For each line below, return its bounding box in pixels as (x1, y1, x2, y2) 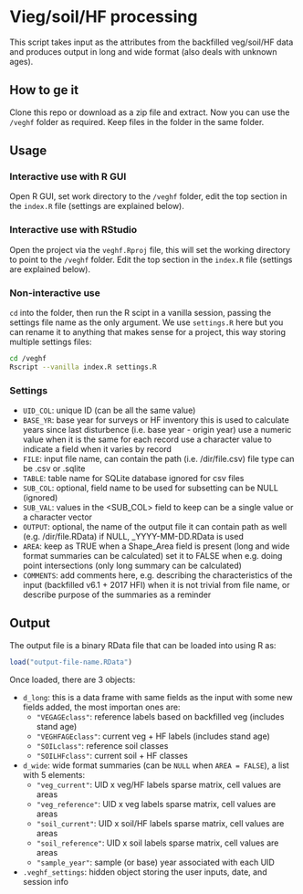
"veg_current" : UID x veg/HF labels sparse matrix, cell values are (36, 779, 281, 790)
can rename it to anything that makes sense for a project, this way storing (9, 327, 286, 338)
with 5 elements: (22, 769, 85, 780)
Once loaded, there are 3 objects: (9, 674, 136, 685)
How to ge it (9, 82, 79, 98)
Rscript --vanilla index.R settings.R (9, 363, 157, 372)
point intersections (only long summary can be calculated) (22, 560, 242, 572)
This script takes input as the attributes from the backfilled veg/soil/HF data (9, 37, 294, 47)
